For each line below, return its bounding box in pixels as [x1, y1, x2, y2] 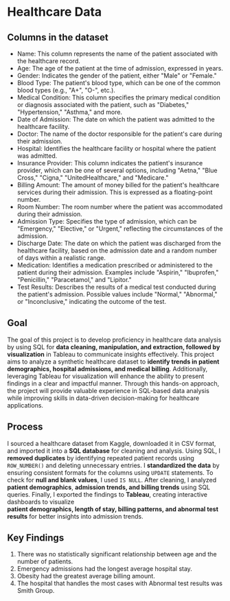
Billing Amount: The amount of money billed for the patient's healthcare [16, 181, 220, 189]
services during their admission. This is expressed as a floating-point [16, 188, 213, 196]
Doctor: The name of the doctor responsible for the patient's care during [16, 130, 222, 138]
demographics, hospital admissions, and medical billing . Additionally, [7, 364, 208, 373]
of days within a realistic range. [16, 254, 106, 261]
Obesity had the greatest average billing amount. [16, 572, 156, 580]
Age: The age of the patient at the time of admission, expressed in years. [16, 64, 223, 72]
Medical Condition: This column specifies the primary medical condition [16, 93, 221, 102]
